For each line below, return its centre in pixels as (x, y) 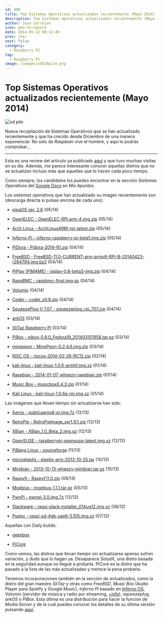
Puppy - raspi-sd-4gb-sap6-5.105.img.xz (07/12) (61, 516)
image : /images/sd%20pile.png (36, 64)
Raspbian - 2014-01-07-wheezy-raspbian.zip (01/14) (65, 375)
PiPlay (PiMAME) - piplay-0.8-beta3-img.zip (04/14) (64, 271)
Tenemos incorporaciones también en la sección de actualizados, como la (79, 579)
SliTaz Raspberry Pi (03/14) (39, 328)
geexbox (21, 535)
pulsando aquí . (20, 610)
